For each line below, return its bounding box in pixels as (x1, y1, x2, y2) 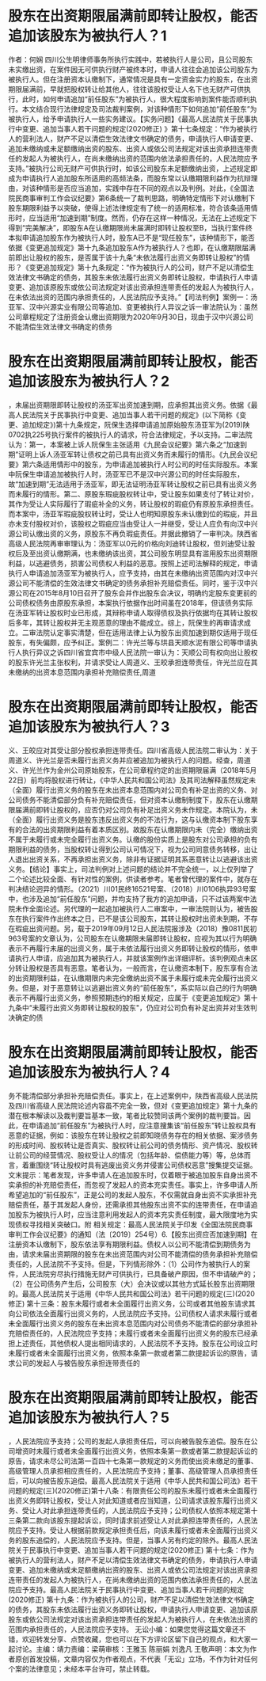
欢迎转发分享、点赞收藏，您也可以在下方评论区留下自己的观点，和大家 (21, 1634, 251, 1644)
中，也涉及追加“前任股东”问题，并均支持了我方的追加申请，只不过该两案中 (8, 894, 251, 903)
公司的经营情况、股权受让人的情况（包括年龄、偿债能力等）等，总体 (21, 1150, 244, 1160)
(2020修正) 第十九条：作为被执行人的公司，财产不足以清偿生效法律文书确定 (8, 1595, 255, 1604)
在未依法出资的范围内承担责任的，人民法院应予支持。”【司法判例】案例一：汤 (8, 292, 258, 302)
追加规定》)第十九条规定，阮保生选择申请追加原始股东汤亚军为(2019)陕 (21, 420, 251, 429)
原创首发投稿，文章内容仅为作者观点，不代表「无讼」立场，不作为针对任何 (14, 1654, 258, 1664)
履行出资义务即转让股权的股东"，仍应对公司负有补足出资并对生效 (39, 1002, 251, 1012)
